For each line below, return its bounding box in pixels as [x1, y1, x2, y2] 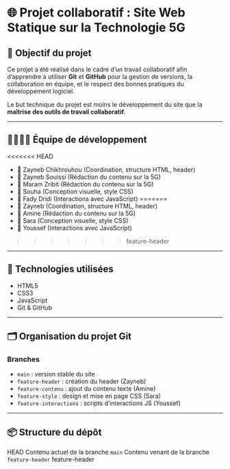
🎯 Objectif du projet [7, 47, 92, 59]
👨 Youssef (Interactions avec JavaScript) [16, 224, 132, 232]
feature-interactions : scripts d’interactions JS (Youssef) [16, 399, 181, 407]
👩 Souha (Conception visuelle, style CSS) [16, 187, 133, 195]
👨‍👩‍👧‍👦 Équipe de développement [7, 134, 147, 145]
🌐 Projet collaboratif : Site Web [7, 5, 186, 21]
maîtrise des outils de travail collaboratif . [7, 108, 126, 116]
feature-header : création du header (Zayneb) [16, 377, 146, 385]
